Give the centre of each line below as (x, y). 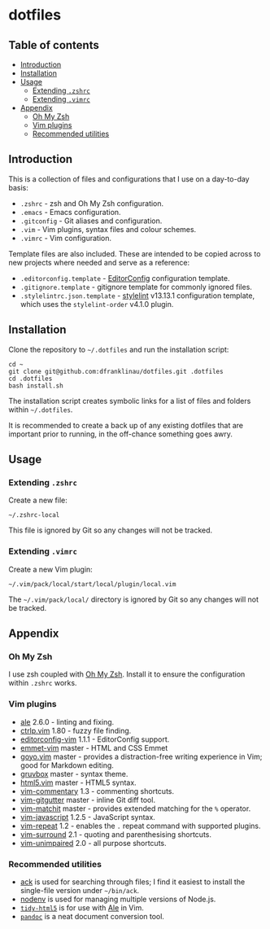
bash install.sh (36, 386)
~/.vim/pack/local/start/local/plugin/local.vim (92, 584)
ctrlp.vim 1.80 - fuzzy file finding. (76, 730)
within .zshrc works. (43, 683)
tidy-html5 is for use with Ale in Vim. (82, 907)
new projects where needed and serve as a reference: (99, 262)
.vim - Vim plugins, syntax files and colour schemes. (108, 229)
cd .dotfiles (30, 379)
